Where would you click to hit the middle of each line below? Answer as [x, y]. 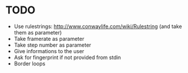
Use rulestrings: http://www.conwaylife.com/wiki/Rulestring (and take [98, 26]
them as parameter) [38, 32]
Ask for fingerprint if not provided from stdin [67, 57]
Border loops [30, 63]
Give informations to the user [49, 51]
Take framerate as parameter [49, 39]
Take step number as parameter [52, 45]
